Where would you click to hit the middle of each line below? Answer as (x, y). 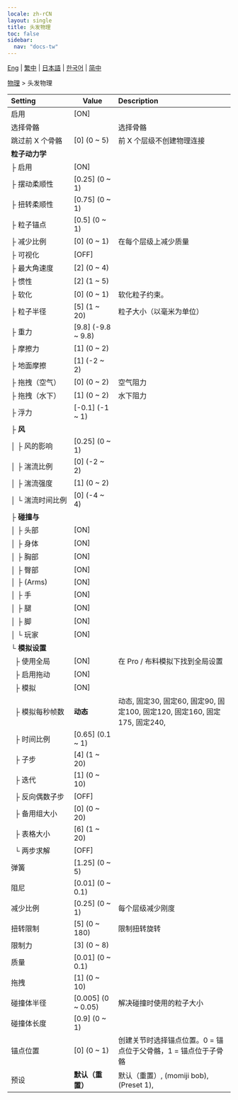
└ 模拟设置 (29, 648)
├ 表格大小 (33, 834)
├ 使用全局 (33, 661)
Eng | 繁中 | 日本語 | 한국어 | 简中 (55, 68)
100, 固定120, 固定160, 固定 (173, 711)
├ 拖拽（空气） (36, 382)
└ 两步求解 (33, 851)
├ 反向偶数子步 (40, 796)
